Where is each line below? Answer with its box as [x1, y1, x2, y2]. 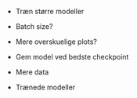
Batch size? [15, 22, 53, 31]
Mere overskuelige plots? [15, 37, 98, 46]
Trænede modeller [15, 82, 76, 92]
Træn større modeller [15, 7, 85, 16]
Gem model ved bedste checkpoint [15, 53, 129, 61]
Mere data [15, 67, 49, 77]
